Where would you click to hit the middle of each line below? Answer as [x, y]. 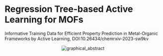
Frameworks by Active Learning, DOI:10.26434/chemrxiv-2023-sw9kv [77, 39]
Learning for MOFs [44, 20]
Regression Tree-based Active [69, 9]
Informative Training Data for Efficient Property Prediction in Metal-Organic [81, 33]
